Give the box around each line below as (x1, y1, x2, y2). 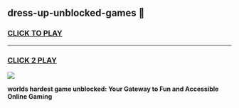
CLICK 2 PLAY (7, 55, 57, 65)
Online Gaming (7, 92, 53, 100)
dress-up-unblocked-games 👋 (7, 7, 145, 19)
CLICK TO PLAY (7, 28, 63, 38)
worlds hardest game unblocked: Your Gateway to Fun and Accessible (7, 85, 219, 93)
